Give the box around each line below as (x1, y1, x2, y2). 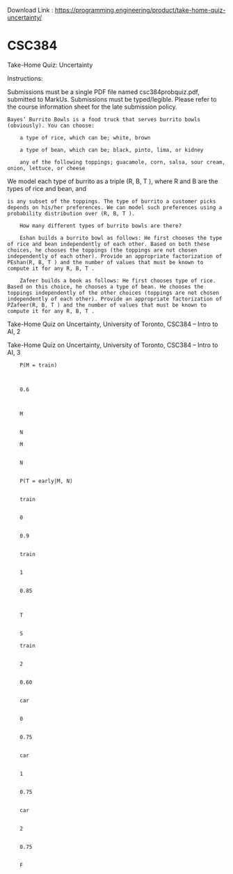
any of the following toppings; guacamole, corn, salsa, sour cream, (19, 158, 226, 166)
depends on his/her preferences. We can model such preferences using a (7, 204, 223, 211)
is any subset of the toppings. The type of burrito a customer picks (7, 198, 216, 205)
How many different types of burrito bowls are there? (19, 222, 182, 229)
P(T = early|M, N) (19, 477, 73, 484)
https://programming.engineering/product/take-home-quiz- (54, 6, 226, 14)
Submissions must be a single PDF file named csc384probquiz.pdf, (7, 87, 200, 96)
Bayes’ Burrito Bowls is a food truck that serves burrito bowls (7, 116, 200, 123)
